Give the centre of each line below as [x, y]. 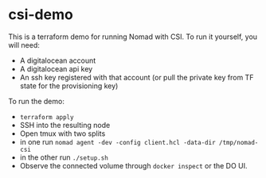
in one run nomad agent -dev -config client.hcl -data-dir [118, 141]
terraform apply [47, 117]
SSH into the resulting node [65, 125]
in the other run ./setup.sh [64, 157]
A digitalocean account [58, 60]
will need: [24, 44]
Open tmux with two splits [63, 133]
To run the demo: [37, 101]
